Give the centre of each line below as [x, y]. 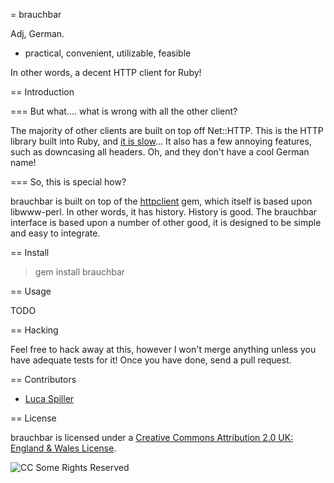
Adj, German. [37, 33]
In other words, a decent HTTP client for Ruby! [106, 72]
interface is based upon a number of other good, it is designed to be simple [166, 222]
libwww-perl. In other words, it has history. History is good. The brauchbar [164, 212]
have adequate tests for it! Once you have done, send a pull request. [151, 360]
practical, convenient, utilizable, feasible [108, 53]
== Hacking [34, 330]
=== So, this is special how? [68, 182]
